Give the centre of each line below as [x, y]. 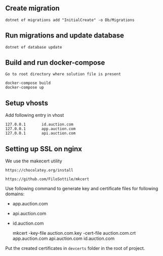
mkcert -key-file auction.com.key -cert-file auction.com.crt [74, 233]
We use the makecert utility [34, 161]
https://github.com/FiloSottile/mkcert [47, 179]
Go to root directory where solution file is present [63, 74]
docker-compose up [25, 88]
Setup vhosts [27, 103]
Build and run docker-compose [55, 63]
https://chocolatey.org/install [39, 170]
